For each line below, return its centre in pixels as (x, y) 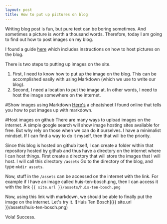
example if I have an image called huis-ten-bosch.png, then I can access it (82, 181)
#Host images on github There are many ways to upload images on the (78, 119)
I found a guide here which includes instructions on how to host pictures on (83, 49)
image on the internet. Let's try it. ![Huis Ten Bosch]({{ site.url (69, 202)
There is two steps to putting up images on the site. (58, 64)
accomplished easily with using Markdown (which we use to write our (84, 79)
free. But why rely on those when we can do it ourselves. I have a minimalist (83, 130)
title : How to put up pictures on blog (47, 14)
